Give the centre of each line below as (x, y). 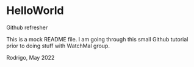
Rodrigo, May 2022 (31, 57)
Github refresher (27, 27)
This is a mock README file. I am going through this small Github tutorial (97, 39)
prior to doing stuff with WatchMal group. (58, 46)
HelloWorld (35, 11)
